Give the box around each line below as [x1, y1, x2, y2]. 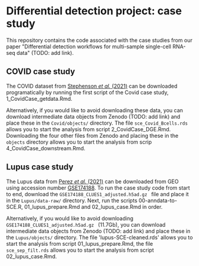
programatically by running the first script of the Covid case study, [6, 88, 169, 96]
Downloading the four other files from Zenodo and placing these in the [6, 132, 179, 139]
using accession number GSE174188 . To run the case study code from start [6, 184, 190, 191]
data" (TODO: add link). [17, 49, 74, 56]
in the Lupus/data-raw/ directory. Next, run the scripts [6, 197, 138, 204]
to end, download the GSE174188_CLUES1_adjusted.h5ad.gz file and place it [6, 190, 189, 197]
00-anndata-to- [138, 197, 177, 204]
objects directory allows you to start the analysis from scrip [6, 138, 152, 146]
